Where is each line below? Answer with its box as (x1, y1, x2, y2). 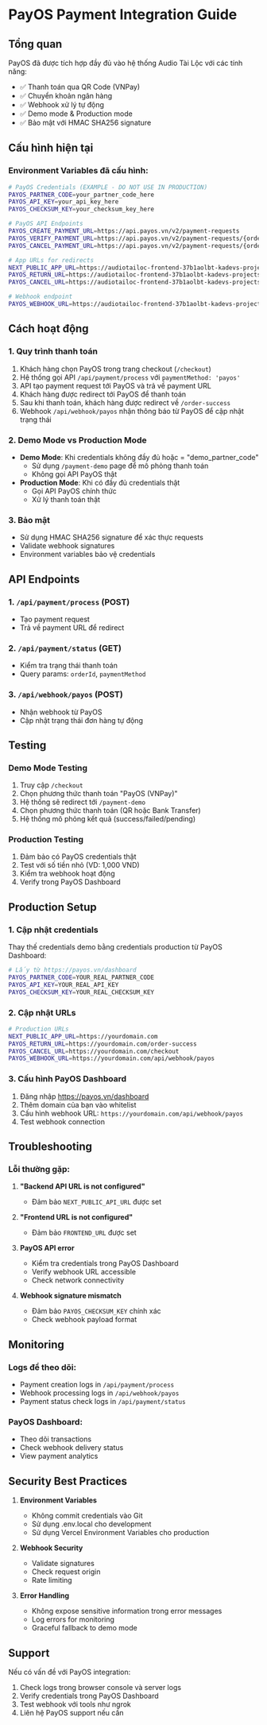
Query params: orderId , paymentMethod (19, 669, 146, 679)
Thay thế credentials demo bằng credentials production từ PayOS (8, 942, 222, 952)
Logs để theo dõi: (8, 1361, 77, 1372)
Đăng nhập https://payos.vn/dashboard (19, 1091, 149, 1101)
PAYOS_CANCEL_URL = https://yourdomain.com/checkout (8, 1047, 180, 1055)
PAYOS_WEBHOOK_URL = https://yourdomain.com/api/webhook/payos (8, 1054, 215, 1062)
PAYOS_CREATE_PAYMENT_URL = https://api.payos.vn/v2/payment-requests (8, 227, 240, 235)
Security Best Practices (8, 1474, 128, 1487)
